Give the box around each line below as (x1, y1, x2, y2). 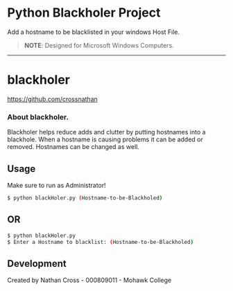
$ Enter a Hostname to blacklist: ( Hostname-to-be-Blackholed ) (7, 238, 194, 245)
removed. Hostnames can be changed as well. (7, 143, 140, 151)
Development (7, 258, 67, 270)
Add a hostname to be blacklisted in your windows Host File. (7, 28, 180, 36)
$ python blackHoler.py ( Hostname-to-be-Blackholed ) (7, 194, 163, 202)
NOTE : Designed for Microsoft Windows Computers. (24, 41, 175, 49)
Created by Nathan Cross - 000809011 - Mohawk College (7, 276, 172, 285)
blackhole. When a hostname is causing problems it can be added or (7, 135, 203, 143)
